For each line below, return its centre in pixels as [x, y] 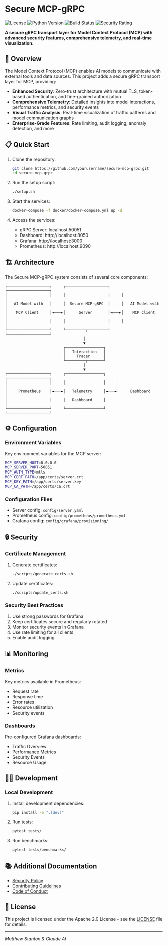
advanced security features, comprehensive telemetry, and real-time [79, 38]
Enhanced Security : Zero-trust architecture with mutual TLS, [75, 91]
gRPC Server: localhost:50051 [50, 230]
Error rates [23, 702]
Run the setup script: [34, 183]
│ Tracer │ [85, 356]
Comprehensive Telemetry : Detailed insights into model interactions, [84, 102]
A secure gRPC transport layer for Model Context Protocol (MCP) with [79, 32]
